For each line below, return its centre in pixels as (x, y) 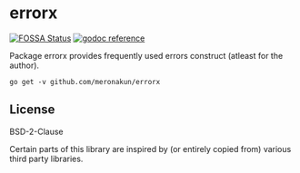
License (32, 110)
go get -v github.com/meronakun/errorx (85, 82)
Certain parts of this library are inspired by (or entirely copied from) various (150, 149)
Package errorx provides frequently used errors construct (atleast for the (146, 55)
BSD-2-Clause (36, 131)
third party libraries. (46, 159)
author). (24, 65)
